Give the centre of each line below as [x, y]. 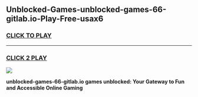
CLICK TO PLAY [29, 36]
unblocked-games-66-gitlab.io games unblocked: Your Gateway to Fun [95, 81]
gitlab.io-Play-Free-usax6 [55, 19]
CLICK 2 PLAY [27, 58]
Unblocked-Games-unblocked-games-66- [86, 10]
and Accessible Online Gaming [44, 88]
